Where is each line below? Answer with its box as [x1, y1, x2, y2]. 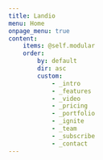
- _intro [51, 79, 81, 87]
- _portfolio [51, 110, 95, 118]
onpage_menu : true [8, 27, 70, 35]
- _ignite [51, 117, 84, 125]
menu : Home [8, 19, 45, 27]
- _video [51, 95, 81, 103]
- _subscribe [51, 132, 95, 140]
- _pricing [51, 102, 89, 110]
